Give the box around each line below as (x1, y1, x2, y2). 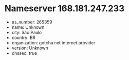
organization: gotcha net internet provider (11, 40, 95, 45)
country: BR (11, 35, 36, 40)
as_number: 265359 (11, 19, 52, 25)
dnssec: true (11, 50, 37, 56)
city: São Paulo (11, 29, 42, 35)
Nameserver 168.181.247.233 (4, 3, 125, 14)
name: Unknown (11, 24, 45, 30)
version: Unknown (11, 45, 48, 51)
